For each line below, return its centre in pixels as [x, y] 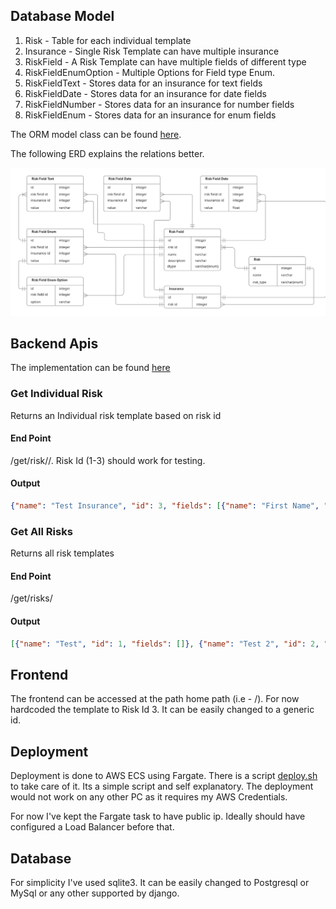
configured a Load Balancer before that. [92, 827]
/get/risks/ [31, 598]
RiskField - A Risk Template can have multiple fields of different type [165, 61]
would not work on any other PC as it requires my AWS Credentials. [149, 797]
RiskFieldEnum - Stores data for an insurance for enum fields [150, 115]
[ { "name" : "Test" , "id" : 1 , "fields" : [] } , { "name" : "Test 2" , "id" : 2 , [165, 644]
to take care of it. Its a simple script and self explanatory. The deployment [162, 786]
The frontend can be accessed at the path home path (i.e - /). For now [155, 699]
